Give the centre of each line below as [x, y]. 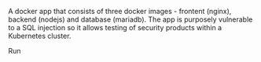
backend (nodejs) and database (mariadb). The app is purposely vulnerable [130, 19]
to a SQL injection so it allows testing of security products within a [115, 28]
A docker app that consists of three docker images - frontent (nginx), [120, 11]
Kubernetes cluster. [40, 36]
